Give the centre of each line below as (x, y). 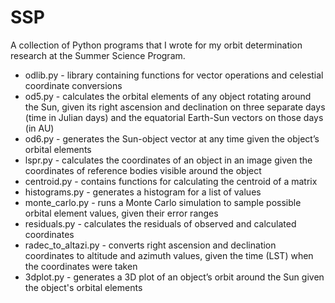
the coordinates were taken (81, 266)
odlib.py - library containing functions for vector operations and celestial (174, 75)
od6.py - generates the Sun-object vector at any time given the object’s (172, 138)
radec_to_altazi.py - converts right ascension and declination (150, 245)
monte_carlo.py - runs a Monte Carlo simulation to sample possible (163, 202)
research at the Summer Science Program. (98, 55)
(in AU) (39, 128)
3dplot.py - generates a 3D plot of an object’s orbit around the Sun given (174, 277)
